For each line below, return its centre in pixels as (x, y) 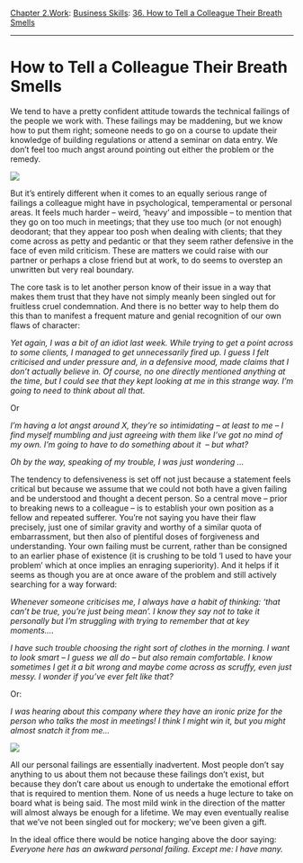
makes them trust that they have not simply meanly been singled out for (143, 297)
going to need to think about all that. (78, 390)
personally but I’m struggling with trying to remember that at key (130, 620)
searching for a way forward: (64, 584)
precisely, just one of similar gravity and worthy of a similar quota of (136, 527)
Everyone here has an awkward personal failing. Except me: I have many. (147, 849)
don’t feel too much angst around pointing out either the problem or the (142, 149)
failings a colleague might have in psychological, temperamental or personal (151, 202)
